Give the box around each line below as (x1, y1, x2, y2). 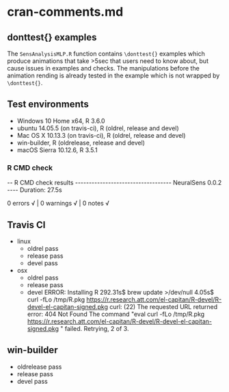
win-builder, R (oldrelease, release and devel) (16, 138, 146, 147)
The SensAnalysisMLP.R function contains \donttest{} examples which (7, 49, 205, 58)
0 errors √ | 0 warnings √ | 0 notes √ (7, 199, 109, 208)
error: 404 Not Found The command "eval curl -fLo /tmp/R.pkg (27, 310, 205, 318)
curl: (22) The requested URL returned (109, 302, 218, 310)
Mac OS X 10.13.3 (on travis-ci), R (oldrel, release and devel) (16, 131, 186, 139)
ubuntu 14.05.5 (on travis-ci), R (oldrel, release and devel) (16, 124, 179, 132)
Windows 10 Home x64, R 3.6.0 (16, 117, 105, 125)
